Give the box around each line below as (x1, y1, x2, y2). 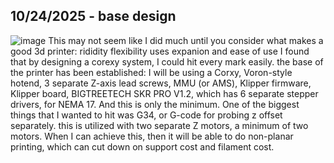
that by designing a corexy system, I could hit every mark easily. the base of (10, 55, 324, 68)
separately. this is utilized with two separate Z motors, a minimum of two (10, 119, 309, 131)
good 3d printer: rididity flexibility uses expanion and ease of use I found (10, 45, 310, 57)
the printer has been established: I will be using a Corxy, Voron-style (10, 66, 293, 78)
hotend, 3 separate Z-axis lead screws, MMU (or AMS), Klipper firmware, (10, 77, 312, 89)
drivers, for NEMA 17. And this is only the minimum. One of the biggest (10, 98, 300, 110)
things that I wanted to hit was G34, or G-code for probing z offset (10, 109, 283, 121)
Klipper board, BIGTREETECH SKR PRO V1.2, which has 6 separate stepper (10, 87, 319, 99)
